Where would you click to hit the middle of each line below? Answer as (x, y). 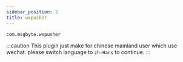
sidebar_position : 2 (32, 12)
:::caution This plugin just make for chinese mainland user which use (92, 46)
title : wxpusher (27, 18)
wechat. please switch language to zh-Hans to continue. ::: (78, 52)
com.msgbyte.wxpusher (34, 34)
